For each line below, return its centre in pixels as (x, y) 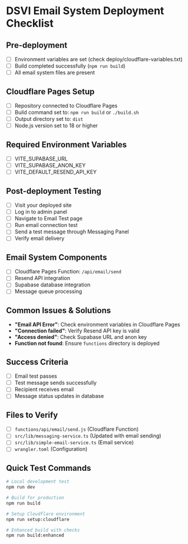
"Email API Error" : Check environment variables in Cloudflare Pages (97, 325)
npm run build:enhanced (35, 535)
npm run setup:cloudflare (38, 519)
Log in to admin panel (41, 212)
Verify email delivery (39, 238)
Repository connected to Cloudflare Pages (66, 105)
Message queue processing (48, 291)
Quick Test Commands (48, 468)
